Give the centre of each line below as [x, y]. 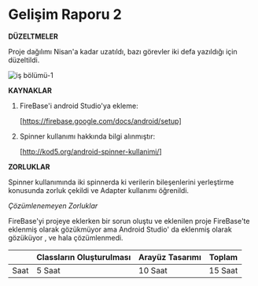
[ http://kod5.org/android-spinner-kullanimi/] [91, 151]
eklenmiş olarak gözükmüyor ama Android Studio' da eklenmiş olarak [120, 229]
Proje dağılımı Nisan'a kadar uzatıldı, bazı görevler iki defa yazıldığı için [123, 51]
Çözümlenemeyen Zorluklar [53, 206]
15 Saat [223, 270]
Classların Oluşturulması [84, 257]
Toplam [223, 257]
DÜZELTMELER [33, 36]
